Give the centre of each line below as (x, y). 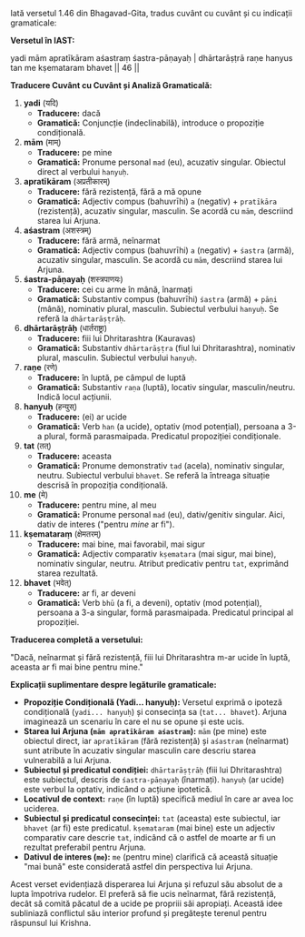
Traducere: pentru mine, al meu (97, 505)
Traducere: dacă (69, 113)
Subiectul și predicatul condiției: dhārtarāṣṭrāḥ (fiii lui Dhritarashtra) (152, 770)
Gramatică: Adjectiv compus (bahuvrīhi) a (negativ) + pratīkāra (157, 201)
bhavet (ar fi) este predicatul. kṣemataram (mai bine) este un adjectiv (149, 828)
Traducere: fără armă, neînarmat (98, 241)
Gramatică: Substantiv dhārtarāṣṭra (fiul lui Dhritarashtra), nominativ (166, 348)
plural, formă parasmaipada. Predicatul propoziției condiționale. (162, 436)
